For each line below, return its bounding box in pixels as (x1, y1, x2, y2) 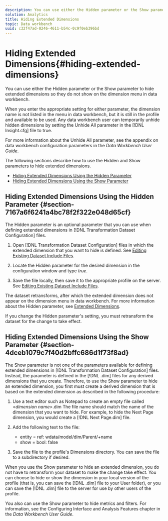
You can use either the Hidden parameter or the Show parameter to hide (5, 86, 154, 92)
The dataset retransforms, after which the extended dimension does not (5, 292, 153, 298)
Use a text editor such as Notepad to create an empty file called (12, 398, 144, 404)
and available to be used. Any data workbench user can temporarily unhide (5, 117, 160, 123)
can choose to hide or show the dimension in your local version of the (5, 474, 149, 480)
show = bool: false (19, 439, 58, 445)
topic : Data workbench (5, 21, 52, 27)
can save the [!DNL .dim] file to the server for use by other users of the (5, 485, 151, 491)
